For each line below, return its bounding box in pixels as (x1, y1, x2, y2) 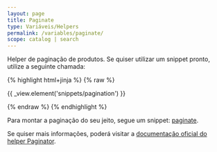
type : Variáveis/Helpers (7, 23, 79, 30)
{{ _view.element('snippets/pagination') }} (7, 90, 126, 98)
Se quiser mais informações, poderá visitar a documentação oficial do (7, 130, 207, 138)
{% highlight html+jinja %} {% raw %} (7, 76, 115, 84)
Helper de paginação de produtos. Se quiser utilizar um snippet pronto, (7, 55, 210, 63)
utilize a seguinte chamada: (7, 62, 85, 71)
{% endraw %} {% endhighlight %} (7, 103, 107, 111)
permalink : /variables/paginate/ (7, 29, 104, 37)
